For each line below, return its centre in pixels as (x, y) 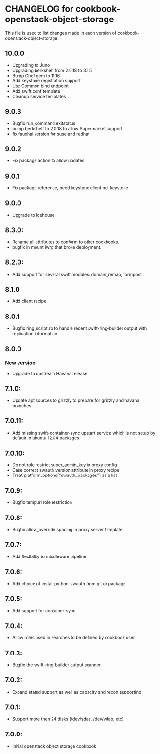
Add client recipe (29, 301)
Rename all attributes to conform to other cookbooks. (66, 242)
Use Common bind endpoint (40, 86)
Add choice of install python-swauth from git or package (69, 583)
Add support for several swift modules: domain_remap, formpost (77, 274)
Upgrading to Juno (31, 65)
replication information (35, 334)
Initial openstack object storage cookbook (54, 746)
